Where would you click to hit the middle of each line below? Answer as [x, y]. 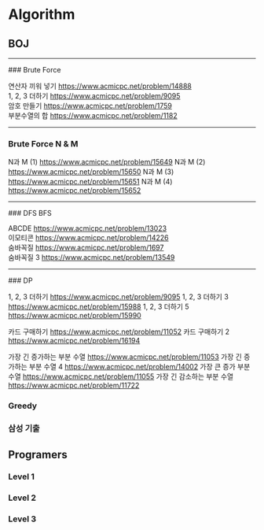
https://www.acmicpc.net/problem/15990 [75, 316]
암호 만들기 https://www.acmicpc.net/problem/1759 [90, 106]
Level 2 [22, 498]
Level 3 [22, 519]
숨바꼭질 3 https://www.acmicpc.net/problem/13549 [92, 258]
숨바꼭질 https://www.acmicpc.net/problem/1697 [86, 248]
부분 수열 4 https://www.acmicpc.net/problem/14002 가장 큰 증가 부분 [139, 367]
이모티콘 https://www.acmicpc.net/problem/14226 [88, 238]
